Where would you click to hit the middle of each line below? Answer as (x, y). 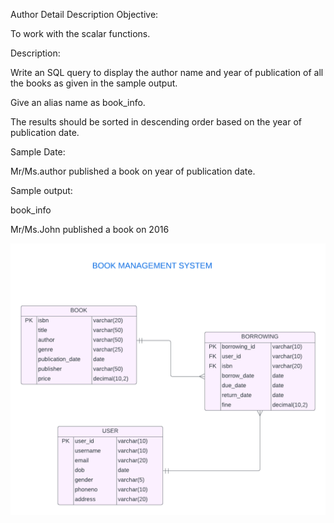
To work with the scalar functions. (80, 33)
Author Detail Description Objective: (84, 14)
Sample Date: (38, 152)
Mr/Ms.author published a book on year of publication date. (133, 171)
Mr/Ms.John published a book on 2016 (90, 229)
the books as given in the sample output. (94, 83)
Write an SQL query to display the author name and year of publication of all (167, 72)
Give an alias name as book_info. (78, 102)
